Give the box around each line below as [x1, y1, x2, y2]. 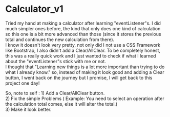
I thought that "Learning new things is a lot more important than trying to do [5, 64, 165, 70]
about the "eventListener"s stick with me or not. [5, 58, 107, 64]
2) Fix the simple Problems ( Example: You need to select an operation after [5, 95, 165, 102]
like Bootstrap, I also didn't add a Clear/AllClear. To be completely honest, [5, 47, 160, 53]
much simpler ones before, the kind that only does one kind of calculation [5, 25, 161, 31]
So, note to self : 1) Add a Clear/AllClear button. [5, 90, 105, 96]
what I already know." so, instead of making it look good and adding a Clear [5, 69, 165, 75]
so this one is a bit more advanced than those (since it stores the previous [5, 31, 161, 37]
